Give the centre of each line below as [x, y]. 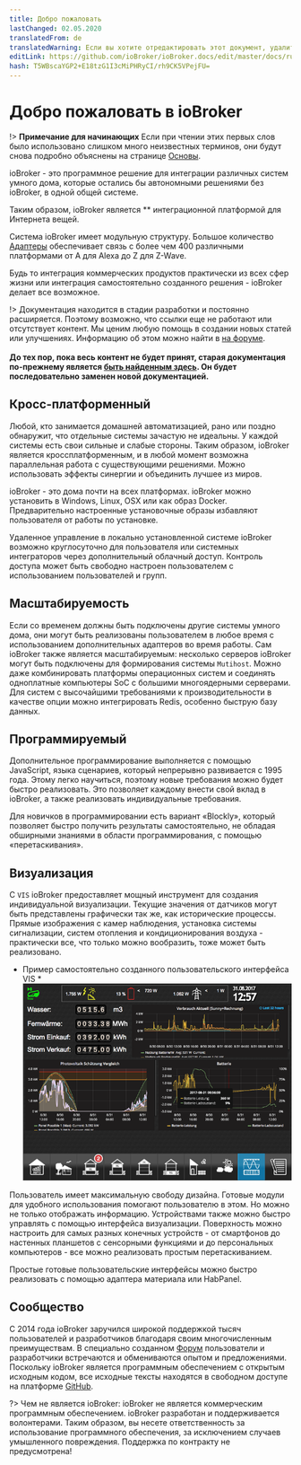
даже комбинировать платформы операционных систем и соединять [142, 672]
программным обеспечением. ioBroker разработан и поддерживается [144, 1413]
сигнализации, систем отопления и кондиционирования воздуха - [136, 933]
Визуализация [52, 873]
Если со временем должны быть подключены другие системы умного [145, 625]
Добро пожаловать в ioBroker [126, 112]
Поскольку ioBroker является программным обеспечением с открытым [147, 1367]
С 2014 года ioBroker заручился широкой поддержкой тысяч [125, 1329]
